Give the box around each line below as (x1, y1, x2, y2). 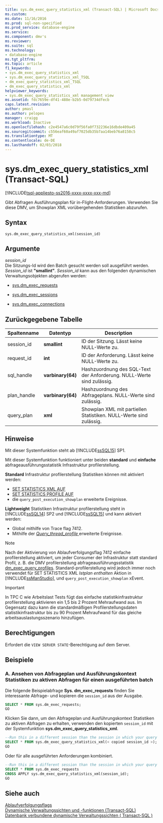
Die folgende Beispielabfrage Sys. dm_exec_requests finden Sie (5, 687, 135, 693)
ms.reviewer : (5, 39, 32, 44)
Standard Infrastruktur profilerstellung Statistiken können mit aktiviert (5, 472, 144, 478)
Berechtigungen (5, 629, 55, 637)
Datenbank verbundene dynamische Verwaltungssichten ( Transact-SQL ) (5, 812, 153, 819)
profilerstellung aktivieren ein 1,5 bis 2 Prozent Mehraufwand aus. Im (5, 600, 142, 605)
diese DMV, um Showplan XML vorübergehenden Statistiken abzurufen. (5, 205, 148, 210)
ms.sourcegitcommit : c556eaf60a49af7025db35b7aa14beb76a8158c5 (5, 129, 136, 134)
